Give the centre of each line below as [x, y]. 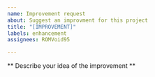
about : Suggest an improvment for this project [78, 20]
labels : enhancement [37, 33]
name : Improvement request [46, 14]
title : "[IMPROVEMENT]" [42, 27]
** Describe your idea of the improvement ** [72, 66]
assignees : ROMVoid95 [39, 40]
